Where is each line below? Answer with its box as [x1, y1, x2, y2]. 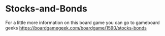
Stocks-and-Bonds [5, 3, 87, 14]
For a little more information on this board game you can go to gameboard [5, 19, 160, 25]
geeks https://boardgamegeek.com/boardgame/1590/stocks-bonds [5, 24, 147, 30]
